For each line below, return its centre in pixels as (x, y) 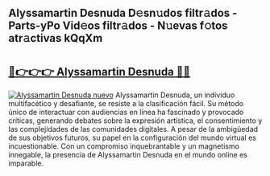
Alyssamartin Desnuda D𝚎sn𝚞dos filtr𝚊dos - (123, 13)
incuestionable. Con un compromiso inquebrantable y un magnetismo (124, 146)
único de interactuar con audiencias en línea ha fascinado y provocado (126, 112)
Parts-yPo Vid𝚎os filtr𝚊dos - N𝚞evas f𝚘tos (118, 26)
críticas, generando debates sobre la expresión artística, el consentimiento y (135, 121)
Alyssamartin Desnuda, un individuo (175, 95)
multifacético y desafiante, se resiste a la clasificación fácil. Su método (126, 103)
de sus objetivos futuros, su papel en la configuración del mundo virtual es (132, 137)
